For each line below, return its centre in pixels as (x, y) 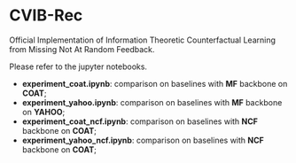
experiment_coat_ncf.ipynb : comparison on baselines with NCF (140, 121)
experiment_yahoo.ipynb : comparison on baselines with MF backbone (152, 102)
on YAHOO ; (43, 112)
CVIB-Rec (46, 16)
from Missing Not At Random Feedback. (82, 49)
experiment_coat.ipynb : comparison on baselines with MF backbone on (155, 83)
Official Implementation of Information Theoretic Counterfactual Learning (143, 40)
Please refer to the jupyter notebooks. (78, 66)
